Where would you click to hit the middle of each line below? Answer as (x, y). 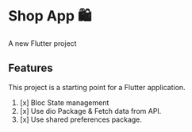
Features (31, 68)
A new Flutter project (42, 43)
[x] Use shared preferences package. (81, 119)
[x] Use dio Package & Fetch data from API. (90, 111)
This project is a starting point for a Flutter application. (97, 87)
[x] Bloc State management (64, 102)
